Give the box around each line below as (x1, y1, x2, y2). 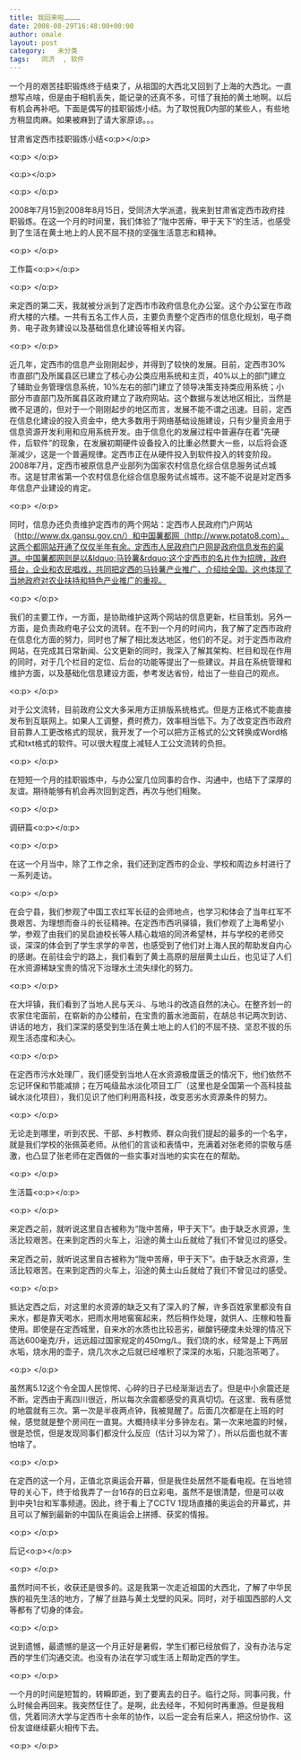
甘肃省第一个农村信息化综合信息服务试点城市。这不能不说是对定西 (39, 471, 284, 481)
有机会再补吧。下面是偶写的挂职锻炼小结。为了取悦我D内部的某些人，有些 (9, 103, 282, 113)
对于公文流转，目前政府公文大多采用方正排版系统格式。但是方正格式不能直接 (9, 704, 292, 715)
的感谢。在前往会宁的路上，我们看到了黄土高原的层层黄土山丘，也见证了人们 (9, 951, 292, 962)
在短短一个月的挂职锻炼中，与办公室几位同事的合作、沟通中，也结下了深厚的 (9, 774, 292, 785)
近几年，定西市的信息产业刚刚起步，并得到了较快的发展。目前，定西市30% (9, 359, 287, 369)
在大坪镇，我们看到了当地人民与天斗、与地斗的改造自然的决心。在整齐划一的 (9, 999, 292, 1009)
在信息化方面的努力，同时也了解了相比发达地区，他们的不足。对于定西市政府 (9, 634, 292, 645)
